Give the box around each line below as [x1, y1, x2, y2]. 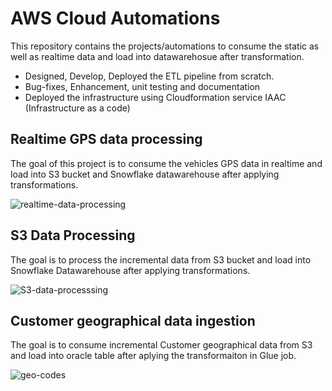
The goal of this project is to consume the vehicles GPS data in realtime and [10, 157, 323, 169]
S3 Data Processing [10, 227, 136, 244]
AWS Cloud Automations [10, 7, 221, 30]
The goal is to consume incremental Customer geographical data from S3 [10, 339, 313, 351]
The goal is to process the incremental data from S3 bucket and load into [10, 253, 312, 266]
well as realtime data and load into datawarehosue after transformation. [10, 50, 305, 62]
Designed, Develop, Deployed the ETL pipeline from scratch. [24, 70, 275, 82]
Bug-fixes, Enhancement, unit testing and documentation [24, 80, 261, 92]
